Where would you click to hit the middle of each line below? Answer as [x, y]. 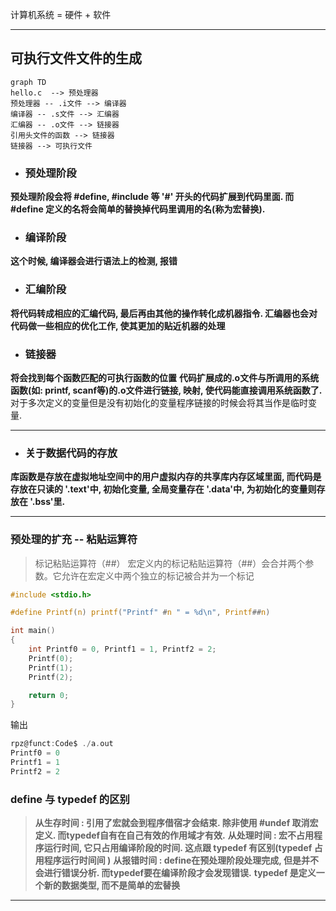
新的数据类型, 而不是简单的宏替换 [112, 885]
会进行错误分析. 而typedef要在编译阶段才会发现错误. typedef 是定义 [175, 873]
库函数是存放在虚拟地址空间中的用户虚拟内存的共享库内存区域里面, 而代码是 [166, 477]
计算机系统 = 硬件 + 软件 [61, 14]
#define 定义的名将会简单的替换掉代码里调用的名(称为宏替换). [138, 209]
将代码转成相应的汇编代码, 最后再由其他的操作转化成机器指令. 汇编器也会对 [164, 313]
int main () [33, 631]
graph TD [28, 82]
